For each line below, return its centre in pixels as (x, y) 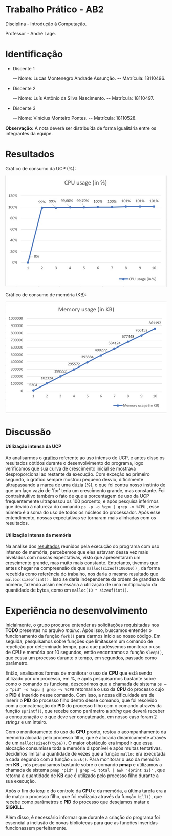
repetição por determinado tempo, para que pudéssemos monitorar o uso (83, 646)
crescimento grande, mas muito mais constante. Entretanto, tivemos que (82, 563)
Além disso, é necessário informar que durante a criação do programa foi (83, 817)
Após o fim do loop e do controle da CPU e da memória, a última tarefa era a (86, 791)
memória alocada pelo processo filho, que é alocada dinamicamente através (86, 737)
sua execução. (21, 781)
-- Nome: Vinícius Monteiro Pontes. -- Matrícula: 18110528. (74, 118)
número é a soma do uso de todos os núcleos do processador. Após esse (83, 512)
